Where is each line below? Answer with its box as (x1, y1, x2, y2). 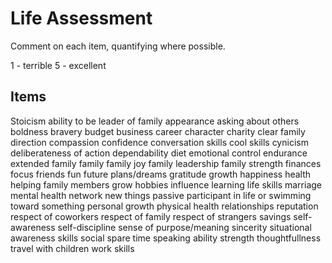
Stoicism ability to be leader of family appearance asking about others (10, 115, 300, 127)
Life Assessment (10, 7, 153, 30)
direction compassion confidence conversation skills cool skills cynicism (10, 136, 309, 148)
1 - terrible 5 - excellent (10, 59, 107, 71)
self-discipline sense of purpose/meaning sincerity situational (57, 221, 312, 233)
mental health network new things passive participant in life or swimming (10, 189, 312, 201)
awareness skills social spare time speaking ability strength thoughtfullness (10, 232, 322, 244)
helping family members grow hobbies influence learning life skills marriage (10, 178, 322, 191)
